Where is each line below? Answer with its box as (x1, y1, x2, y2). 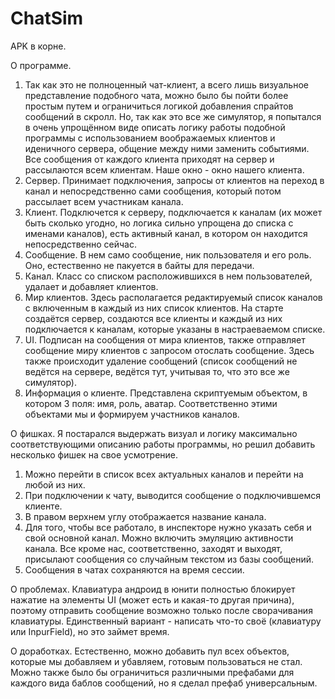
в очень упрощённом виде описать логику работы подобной (24, 121, 286, 133)
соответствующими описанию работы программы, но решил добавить (10, 438, 316, 450)
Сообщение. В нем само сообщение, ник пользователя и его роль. (24, 248, 312, 261)
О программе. (10, 59, 72, 71)
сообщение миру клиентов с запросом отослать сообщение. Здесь (24, 344, 315, 356)
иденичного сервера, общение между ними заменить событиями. (24, 142, 310, 154)
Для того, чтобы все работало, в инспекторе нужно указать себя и (24, 521, 312, 533)
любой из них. (24, 478, 86, 491)
